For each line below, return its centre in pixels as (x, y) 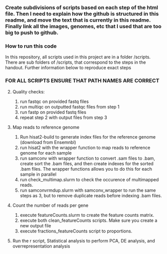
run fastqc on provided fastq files (54, 101)
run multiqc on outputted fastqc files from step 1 (70, 106)
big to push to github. (32, 33)
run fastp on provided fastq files (53, 112)
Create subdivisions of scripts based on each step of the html (82, 8)
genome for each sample (46, 153)
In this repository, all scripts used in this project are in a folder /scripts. (78, 57)
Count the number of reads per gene (50, 205)
